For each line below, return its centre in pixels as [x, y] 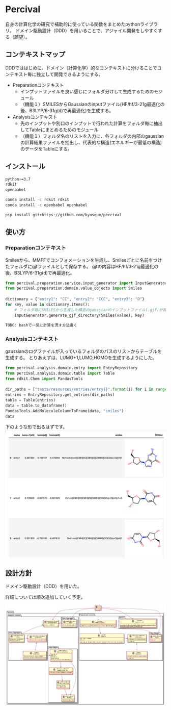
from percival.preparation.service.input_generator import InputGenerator [86, 283]
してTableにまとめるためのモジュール [59, 130]
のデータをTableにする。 [46, 148]
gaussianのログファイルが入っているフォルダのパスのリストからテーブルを [83, 351]
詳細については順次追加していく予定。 [45, 597]
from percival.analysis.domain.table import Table [60, 373]
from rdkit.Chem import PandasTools [44, 378]
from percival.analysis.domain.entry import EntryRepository [72, 368]
